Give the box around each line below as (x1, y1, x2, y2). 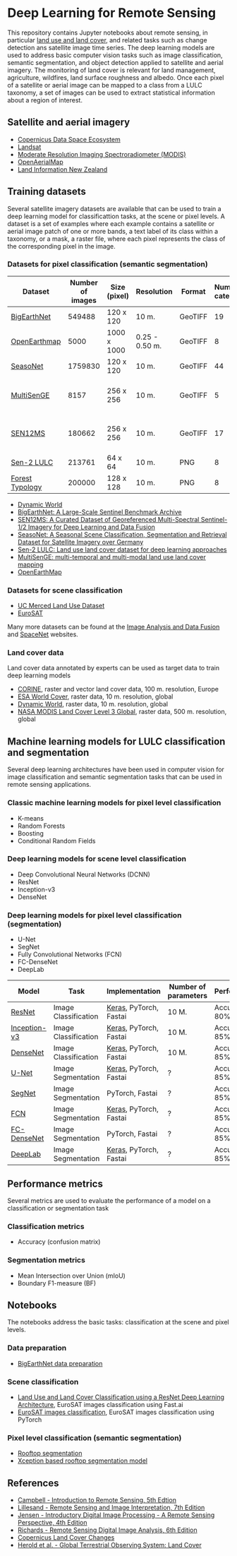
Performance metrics (7, 1177, 104, 1189)
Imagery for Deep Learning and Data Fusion (28, 523, 155, 531)
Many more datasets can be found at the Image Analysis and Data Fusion (7, 623, 220, 631)
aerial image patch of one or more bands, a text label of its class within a (7, 227, 219, 235)
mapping (17, 560, 44, 569)
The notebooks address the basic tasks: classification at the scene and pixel (7, 1318, 229, 1326)
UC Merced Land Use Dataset (17, 602, 104, 610)
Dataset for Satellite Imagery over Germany (17, 538, 144, 546)
